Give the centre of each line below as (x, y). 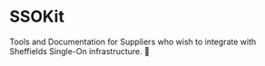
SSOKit (37, 17)
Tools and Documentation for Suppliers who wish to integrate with (133, 42)
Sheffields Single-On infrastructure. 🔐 (79, 51)
